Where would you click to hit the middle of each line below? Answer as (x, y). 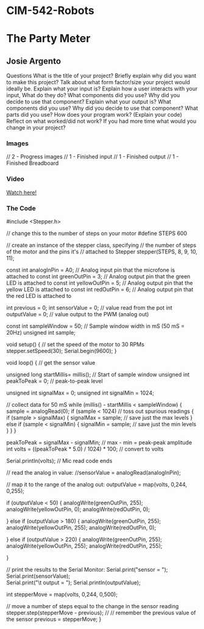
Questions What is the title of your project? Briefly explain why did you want (101, 76)
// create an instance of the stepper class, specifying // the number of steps (101, 245)
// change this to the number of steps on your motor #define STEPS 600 (97, 233)
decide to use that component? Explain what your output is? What (89, 102)
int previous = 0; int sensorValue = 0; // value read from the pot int (89, 308)
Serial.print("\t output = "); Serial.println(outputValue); (74, 583)
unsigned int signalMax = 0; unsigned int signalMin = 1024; (80, 393)
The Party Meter (48, 39)
